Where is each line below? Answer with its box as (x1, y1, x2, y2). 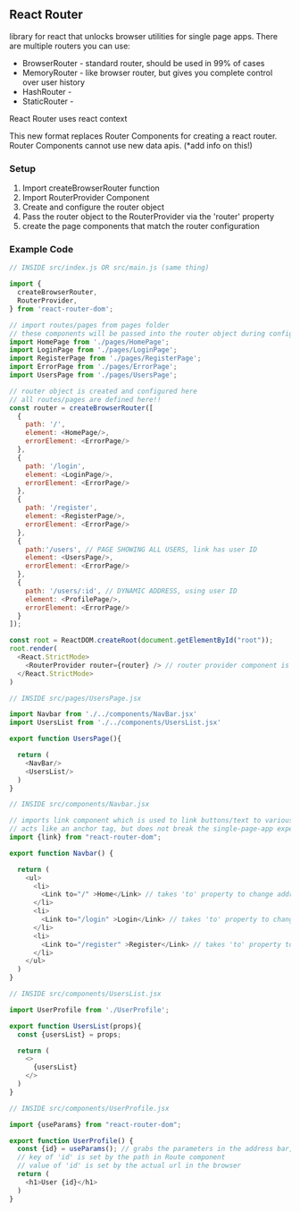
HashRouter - (21, 86, 72, 97)
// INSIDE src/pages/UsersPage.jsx (9, 694, 142, 703)
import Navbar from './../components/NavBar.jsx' (9, 710, 198, 719)
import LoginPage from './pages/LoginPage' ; (9, 346, 178, 354)
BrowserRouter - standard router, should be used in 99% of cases (21, 57, 265, 68)
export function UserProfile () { (9, 1136, 134, 1145)
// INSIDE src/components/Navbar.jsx (9, 800, 150, 809)
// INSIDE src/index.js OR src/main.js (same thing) (9, 263, 210, 272)
